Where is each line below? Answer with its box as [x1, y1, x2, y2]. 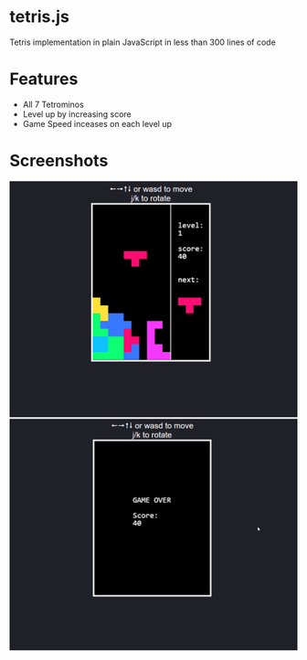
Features [9, 69, 79, 90]
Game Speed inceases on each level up [22, 118, 172, 129]
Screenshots [9, 151, 109, 171]
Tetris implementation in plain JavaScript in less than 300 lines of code [9, 37, 276, 48]
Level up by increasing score [22, 108, 132, 120]
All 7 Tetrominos [22, 99, 84, 110]
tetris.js [9, 6, 70, 27]
